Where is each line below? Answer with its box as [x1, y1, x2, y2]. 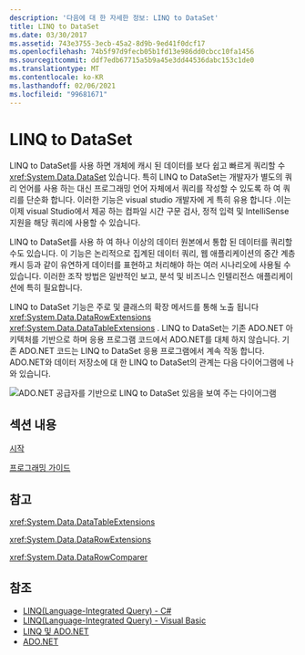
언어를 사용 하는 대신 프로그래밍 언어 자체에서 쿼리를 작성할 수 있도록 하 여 [18, 183, 281, 194]
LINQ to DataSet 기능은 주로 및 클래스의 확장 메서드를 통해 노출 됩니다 [9, 302, 259, 313]
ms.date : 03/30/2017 [9, 30, 88, 39]
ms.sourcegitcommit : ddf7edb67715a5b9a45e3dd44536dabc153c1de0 [9, 56, 255, 65]
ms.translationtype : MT [9, 65, 100, 74]
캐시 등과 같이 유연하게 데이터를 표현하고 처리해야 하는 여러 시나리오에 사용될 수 [9, 259, 291, 270]
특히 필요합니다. [25, 282, 83, 293]
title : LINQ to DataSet [9, 22, 100, 31]
